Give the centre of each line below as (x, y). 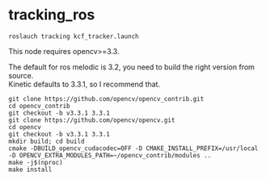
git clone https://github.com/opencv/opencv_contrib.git (106, 98)
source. (21, 75)
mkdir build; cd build (46, 141)
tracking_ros (52, 15)
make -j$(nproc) (36, 162)
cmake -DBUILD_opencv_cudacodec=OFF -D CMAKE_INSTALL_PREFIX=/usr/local (133, 148)
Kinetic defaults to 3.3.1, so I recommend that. (84, 84)
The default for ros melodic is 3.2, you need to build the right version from (131, 67)
